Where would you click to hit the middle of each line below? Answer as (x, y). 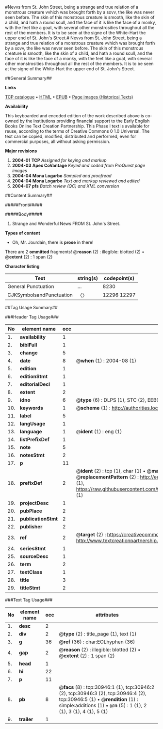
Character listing (22, 266)
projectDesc (34, 503)
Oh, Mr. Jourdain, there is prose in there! (53, 242)
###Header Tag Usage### (32, 317)
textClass (31, 572)
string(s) (88, 278)
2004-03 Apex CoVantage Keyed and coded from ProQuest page (79, 165)
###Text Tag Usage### (29, 600)
